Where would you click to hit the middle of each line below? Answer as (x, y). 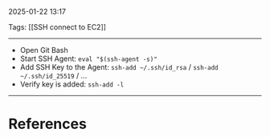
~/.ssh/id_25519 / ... (53, 76)
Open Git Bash (44, 50)
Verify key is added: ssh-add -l (72, 84)
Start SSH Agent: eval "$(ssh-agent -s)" (89, 58)
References (47, 124)
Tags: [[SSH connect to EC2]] (57, 27)
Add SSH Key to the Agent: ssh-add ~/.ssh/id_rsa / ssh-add (119, 67)
